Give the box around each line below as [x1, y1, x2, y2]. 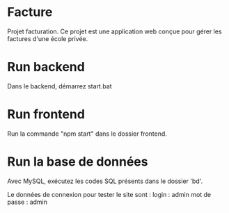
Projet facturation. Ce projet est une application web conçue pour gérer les [7, 27, 222, 35]
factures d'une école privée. [7, 34, 88, 42]
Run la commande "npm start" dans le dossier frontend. [7, 129, 167, 138]
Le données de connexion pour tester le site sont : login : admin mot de [7, 190, 212, 198]
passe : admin [7, 198, 47, 206]
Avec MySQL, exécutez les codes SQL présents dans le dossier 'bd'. [7, 177, 203, 185]
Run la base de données [7, 154, 148, 169]
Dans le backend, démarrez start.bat [7, 81, 113, 90]
